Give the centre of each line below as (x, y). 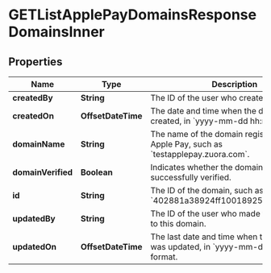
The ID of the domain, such (202, 190)
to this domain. (178, 223)
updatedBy (34, 219)
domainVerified (43, 172)
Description (235, 84)
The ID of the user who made (205, 213)
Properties (35, 62)
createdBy (33, 98)
